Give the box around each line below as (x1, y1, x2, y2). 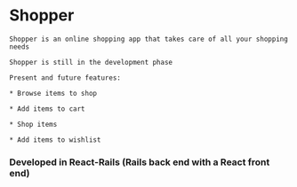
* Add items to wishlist (9, 135, 101, 144)
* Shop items (9, 120, 58, 129)
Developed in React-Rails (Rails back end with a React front (9, 156, 270, 168)
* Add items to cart (9, 104, 86, 113)
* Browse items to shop (9, 89, 98, 97)
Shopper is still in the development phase (9, 58, 173, 66)
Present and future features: (9, 73, 122, 82)
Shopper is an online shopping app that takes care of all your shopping (9, 35, 289, 43)
